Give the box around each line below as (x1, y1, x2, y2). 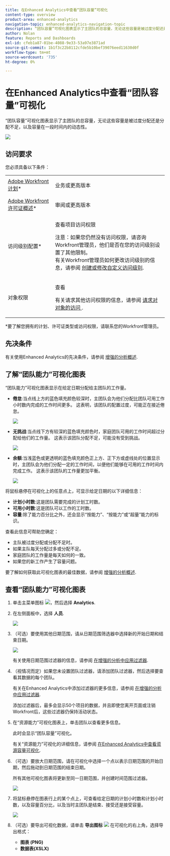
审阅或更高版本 (55, 201, 91, 208)
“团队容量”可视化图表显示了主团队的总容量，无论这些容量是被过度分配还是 (5, 118, 160, 124)
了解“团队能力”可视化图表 (5, 370, 86, 379)
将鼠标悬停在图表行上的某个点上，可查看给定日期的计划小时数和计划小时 (12, 796, 163, 802)
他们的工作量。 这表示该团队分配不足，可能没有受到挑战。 (21, 435, 143, 441)
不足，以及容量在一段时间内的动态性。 (9, 124, 90, 130)
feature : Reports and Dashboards (5, 36, 76, 41)
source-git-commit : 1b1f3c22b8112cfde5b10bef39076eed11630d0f (5, 45, 139, 50)
